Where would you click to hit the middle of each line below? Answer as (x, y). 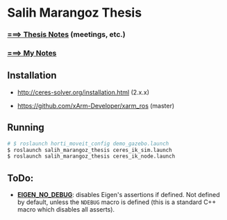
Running (26, 127)
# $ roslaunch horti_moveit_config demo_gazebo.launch (88, 144)
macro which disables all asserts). (66, 210)
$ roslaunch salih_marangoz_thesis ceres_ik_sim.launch (90, 150)
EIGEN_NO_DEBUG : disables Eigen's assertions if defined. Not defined (118, 195)
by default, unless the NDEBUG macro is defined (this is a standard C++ (117, 202)
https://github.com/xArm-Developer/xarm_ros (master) (96, 105)
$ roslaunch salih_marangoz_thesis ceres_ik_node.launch (91, 156)
